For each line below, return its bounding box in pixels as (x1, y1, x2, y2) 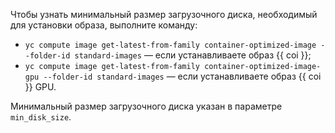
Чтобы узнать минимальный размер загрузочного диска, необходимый (10, 9, 318, 20)
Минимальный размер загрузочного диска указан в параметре (10, 100, 283, 112)
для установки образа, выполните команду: (10, 19, 198, 31)
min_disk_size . (10, 111, 72, 123)
